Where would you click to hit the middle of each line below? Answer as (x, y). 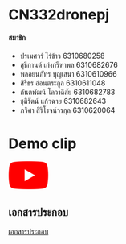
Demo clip (43, 143)
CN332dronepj (59, 15)
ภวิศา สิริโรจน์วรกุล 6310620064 (67, 110)
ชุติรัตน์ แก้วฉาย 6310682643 (63, 101)
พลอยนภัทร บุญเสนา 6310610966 (69, 74)
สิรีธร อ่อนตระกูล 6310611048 (63, 83)
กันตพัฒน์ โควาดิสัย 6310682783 (67, 92)
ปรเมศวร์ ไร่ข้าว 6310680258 (62, 56)
